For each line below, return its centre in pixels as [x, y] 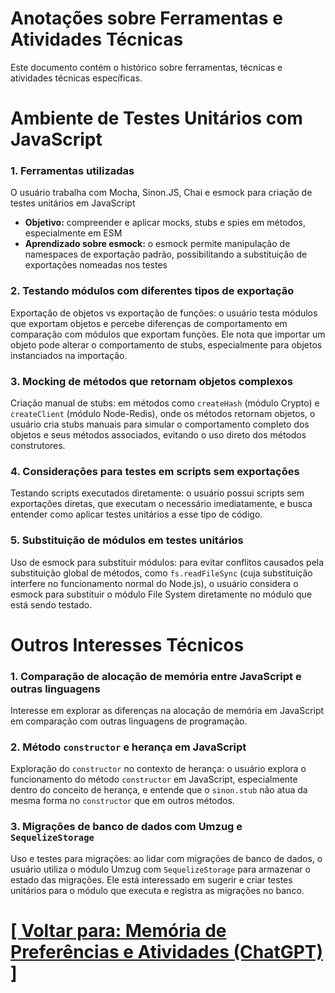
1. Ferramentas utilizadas [72, 171]
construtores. [38, 446]
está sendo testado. [51, 604]
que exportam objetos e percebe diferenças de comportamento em [149, 323]
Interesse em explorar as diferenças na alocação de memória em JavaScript [167, 711]
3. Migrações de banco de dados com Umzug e [126, 827]
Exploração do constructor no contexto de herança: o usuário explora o [158, 769]
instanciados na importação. [69, 355]
